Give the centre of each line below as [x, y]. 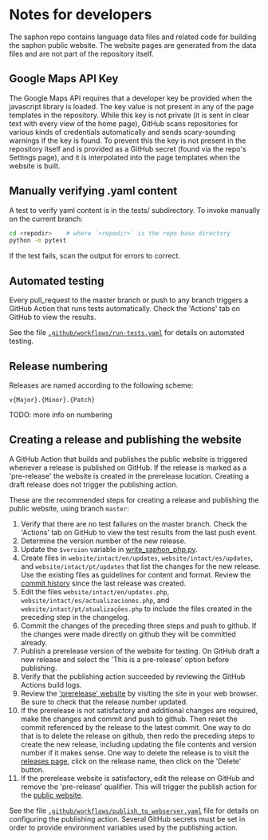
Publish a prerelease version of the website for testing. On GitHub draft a [140, 651]
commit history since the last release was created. [103, 583]
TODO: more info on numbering [61, 414]
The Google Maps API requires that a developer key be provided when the [131, 98]
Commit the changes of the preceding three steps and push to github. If [138, 625]
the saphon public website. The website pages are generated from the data [133, 45]
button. [32, 769]
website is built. [35, 166]
